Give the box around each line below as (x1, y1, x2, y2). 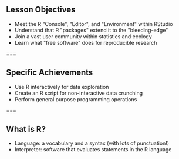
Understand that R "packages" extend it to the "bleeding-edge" (14, 26, 168, 34)
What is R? (6, 124, 46, 134)
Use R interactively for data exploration (14, 83, 109, 90)
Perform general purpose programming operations (14, 95, 137, 102)
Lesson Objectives (6, 5, 76, 15)
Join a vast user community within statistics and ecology (14, 32, 153, 40)
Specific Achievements (6, 68, 93, 78)
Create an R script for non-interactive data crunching (14, 90, 143, 97)
